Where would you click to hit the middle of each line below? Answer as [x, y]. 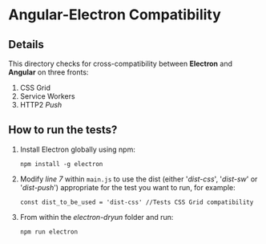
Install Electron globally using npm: [78, 149]
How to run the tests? [63, 130]
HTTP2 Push [41, 105]
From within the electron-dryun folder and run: [97, 217]
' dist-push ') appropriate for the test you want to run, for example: [127, 187]
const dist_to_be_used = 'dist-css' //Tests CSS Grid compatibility [137, 202]
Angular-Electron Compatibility [115, 15]
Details [26, 45]
